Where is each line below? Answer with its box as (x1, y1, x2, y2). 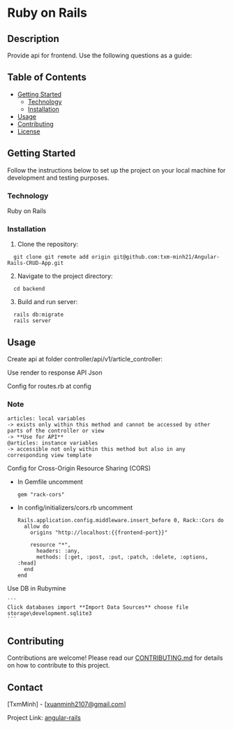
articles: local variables (7, 415, 86, 422)
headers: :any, (36, 547, 80, 555)
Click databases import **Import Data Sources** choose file (7, 604, 189, 611)
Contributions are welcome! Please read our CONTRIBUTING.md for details (7, 654, 223, 662)
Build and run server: (17, 298, 78, 306)
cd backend (13, 285, 45, 293)
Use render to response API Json (7, 368, 103, 377)
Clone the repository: (17, 240, 79, 249)
